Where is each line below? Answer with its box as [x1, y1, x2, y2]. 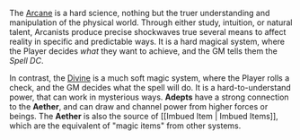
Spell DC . [9, 56, 44, 66]
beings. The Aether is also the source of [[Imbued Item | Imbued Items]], [9, 111, 278, 121]
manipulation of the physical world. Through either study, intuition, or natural [9, 17, 293, 28]
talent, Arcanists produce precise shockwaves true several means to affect [9, 27, 287, 37]
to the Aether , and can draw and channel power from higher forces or [9, 101, 269, 111]
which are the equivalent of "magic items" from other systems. [9, 120, 242, 131]
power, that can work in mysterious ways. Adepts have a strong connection [9, 92, 289, 102]
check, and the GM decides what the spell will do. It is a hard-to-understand [9, 83, 292, 92]
